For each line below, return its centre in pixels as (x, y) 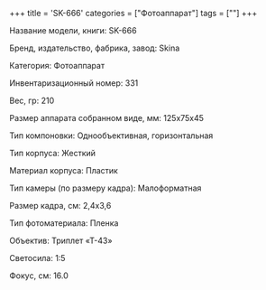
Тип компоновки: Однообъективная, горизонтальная (111, 136)
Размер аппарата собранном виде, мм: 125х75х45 (107, 118)
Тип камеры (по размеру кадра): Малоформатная (105, 188)
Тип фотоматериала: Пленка (64, 223)
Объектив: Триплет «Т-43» (61, 240)
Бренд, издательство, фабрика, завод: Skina (95, 48)
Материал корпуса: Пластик (64, 170)
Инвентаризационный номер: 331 (74, 83)
